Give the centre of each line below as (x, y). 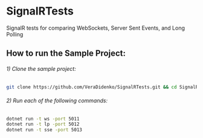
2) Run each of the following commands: (57, 100)
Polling (15, 34)
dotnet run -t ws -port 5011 (43, 119)
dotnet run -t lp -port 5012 (43, 124)
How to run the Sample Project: (66, 54)
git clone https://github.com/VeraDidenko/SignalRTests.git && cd (92, 87)
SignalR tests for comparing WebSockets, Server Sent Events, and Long (96, 28)
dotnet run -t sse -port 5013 (44, 130)
